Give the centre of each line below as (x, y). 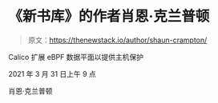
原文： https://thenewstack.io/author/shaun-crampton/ (117, 40)
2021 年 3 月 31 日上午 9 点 (52, 73)
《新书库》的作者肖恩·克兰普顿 (109, 16)
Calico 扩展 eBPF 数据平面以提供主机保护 (76, 57)
